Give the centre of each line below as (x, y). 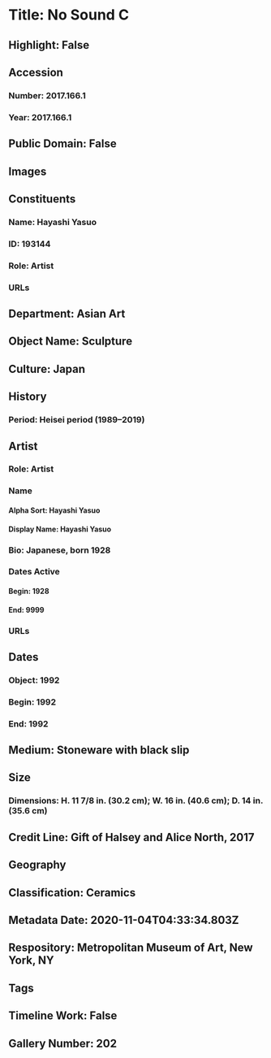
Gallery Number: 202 (63, 1043)
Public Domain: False (62, 144)
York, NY (31, 960)
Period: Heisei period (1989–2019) (77, 420)
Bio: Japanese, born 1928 (60, 550)
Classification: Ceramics (72, 893)
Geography (37, 865)
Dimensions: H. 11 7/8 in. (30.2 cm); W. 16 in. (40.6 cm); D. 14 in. (136, 800)
